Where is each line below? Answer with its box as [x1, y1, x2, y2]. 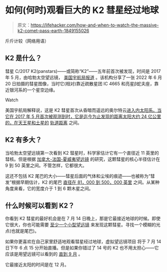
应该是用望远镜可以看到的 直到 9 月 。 [5, 251, 83, 257]
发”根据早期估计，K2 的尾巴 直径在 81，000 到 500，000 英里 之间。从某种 [5, 179, 160, 185]
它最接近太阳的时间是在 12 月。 [5, 262, 69, 268]
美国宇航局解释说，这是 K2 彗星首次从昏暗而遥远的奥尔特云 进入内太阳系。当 [5, 107, 162, 113]
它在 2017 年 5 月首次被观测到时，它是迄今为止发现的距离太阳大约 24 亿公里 [5, 113, 162, 119]
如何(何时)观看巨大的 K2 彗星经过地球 [5, 4, 159, 16]
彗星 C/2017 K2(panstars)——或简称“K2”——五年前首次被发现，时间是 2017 [5, 68, 161, 74]
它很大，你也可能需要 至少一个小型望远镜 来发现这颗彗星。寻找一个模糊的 [5, 222, 156, 228]
